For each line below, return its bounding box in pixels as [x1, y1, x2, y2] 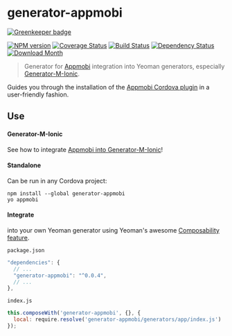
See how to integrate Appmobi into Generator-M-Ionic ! [7, 145, 163, 153]
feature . [7, 233, 30, 242]
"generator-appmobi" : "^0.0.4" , [13, 272, 107, 279]
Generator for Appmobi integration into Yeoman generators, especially [24, 62, 225, 70]
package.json [7, 246, 45, 254]
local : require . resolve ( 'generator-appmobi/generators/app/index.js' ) [13, 316, 222, 324]
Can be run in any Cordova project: [7, 176, 107, 185]
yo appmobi [7, 196, 39, 203]
